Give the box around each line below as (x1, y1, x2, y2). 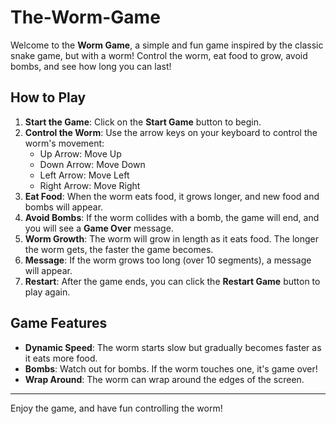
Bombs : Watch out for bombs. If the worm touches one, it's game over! (24, 362, 318, 375)
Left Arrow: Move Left (39, 169, 130, 181)
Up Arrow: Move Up (39, 147, 122, 160)
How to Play (10, 89, 87, 106)
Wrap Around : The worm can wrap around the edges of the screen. (24, 373, 305, 385)
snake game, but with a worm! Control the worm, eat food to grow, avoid (10, 49, 308, 61)
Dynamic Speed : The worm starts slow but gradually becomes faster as (24, 341, 322, 353)
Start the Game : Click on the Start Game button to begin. (24, 116, 262, 128)
